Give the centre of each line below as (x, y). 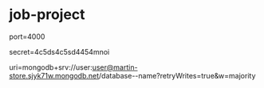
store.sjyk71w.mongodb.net (54, 75)
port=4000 (27, 36)
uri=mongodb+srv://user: (51, 67)
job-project (47, 15)
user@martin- (115, 67)
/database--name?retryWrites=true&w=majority (177, 75)
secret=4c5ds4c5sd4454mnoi (59, 52)
